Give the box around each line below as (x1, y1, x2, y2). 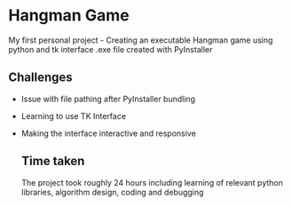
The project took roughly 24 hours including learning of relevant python (20, 177, 283, 187)
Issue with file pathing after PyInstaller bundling (20, 93, 196, 104)
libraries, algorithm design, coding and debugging (20, 186, 204, 197)
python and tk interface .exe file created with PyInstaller (8, 44, 213, 54)
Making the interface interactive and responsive (20, 128, 196, 139)
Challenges (8, 70, 73, 85)
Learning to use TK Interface (20, 110, 126, 121)
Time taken (20, 154, 85, 169)
